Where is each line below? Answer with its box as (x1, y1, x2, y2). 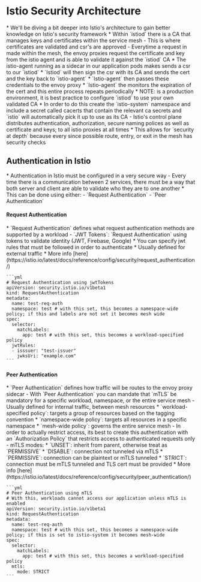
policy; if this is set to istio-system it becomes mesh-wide (6, 532, 165, 538)
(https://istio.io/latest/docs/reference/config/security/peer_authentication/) (6, 474, 191, 481)
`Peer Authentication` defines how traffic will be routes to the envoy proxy (10, 384, 193, 391)
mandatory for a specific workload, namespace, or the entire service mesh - (6, 397, 195, 404)
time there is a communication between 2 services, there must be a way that (6, 178, 196, 185)
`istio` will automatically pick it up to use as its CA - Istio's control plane (6, 113, 182, 120)
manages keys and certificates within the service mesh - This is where (6, 37, 181, 44)
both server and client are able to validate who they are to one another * (6, 185, 185, 192)
